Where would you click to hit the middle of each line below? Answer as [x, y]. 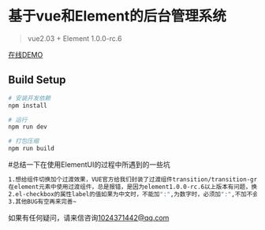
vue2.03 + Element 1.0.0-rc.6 [75, 38]
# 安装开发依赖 [30, 98]
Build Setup [37, 80]
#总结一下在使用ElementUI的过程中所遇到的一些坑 [90, 165]
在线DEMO [26, 54]
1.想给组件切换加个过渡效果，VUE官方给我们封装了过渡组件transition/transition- [129, 180]
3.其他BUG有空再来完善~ [43, 202]
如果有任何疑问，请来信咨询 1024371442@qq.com [89, 217]
